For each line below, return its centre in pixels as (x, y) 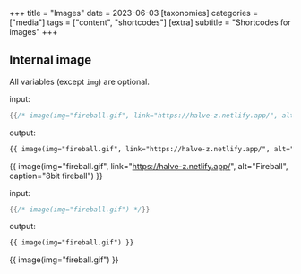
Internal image (51, 60)
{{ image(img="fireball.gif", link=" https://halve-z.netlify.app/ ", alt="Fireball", (149, 166)
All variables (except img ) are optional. (79, 81)
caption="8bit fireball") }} (56, 176)
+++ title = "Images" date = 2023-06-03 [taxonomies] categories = (133, 13)
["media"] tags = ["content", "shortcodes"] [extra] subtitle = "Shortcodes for (150, 22)
